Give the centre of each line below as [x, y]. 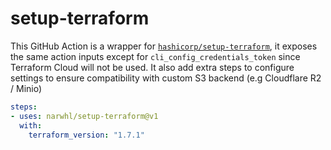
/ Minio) [26, 88]
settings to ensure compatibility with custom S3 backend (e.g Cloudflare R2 [166, 78]
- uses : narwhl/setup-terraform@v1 [84, 116]
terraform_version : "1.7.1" [86, 135]
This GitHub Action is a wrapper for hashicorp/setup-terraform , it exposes [164, 46]
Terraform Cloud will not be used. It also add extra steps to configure [152, 67]
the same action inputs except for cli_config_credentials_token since [155, 56]
